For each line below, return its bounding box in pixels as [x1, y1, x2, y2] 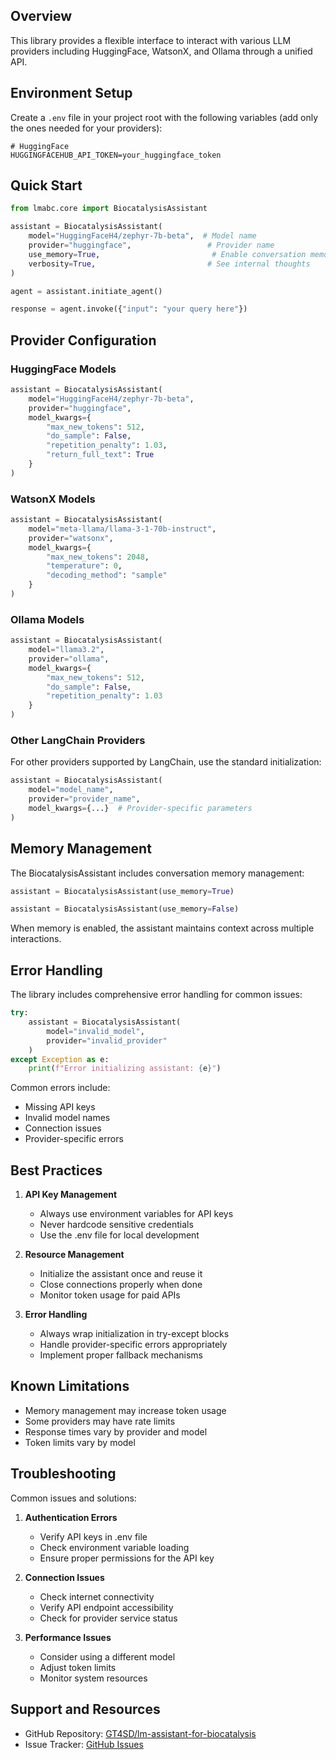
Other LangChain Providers [10, 734, 146, 748]
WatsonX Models [10, 492, 96, 506]
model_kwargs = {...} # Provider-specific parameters [28, 804, 253, 814]
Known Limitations [10, 1378, 130, 1395]
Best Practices [10, 1162, 103, 1179]
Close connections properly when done [39, 1279, 203, 1291]
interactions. [10, 933, 62, 945]
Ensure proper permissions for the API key [39, 1552, 215, 1564]
